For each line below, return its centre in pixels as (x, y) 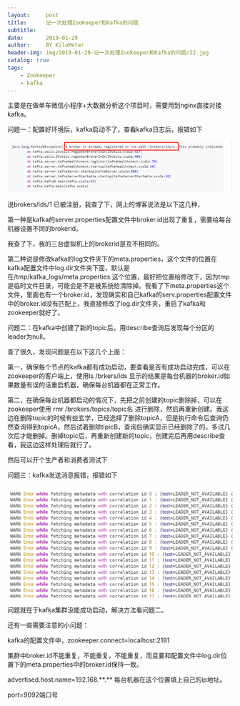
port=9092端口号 (33, 695)
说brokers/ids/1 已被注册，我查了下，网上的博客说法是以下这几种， (106, 204)
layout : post (33, 15)
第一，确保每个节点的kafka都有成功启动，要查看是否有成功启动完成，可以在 (119, 367)
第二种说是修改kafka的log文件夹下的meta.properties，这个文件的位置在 (112, 259)
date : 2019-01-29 (43, 38)
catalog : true (29, 61)
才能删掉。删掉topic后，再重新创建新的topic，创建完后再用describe (119, 436)
